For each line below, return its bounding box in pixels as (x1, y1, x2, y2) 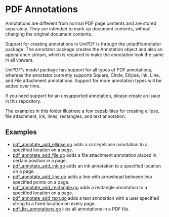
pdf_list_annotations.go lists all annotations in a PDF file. (12, 206, 130, 212)
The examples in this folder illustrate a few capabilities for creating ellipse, (5, 108, 160, 114)
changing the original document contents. (5, 31, 93, 37)
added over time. (5, 82, 41, 89)
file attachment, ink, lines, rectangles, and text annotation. (5, 113, 126, 119)
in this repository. (5, 98, 41, 104)
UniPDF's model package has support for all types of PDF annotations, (5, 67, 153, 73)
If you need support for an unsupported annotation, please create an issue (5, 93, 161, 99)
